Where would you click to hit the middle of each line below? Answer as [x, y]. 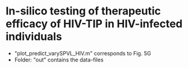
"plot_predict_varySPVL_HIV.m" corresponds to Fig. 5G [83, 53]
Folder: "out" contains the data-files [59, 60]
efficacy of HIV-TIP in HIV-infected [94, 24]
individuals [34, 37]
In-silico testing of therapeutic [83, 11]
